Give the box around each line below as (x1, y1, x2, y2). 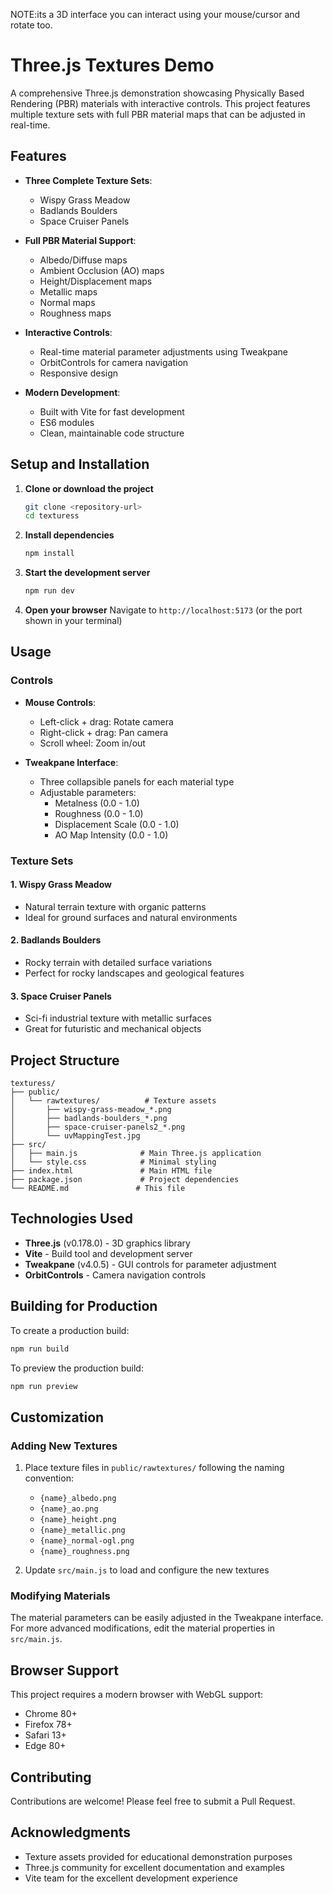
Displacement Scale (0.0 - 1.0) (54, 818, 180, 830)
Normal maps (39, 296, 96, 308)
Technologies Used (10, 1210, 133, 1228)
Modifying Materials (10, 1589, 111, 1603)
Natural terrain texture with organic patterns (24, 900, 207, 913)
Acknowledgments (10, 1824, 132, 1841)
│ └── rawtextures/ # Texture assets (10, 1096, 217, 1106)
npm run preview (10, 1381, 78, 1391)
